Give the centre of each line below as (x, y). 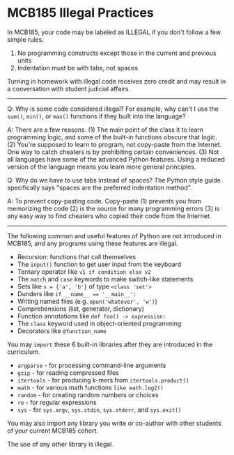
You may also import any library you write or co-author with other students (114, 423)
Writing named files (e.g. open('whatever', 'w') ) (87, 301)
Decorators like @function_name (62, 331)
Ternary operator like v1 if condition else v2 (84, 271)
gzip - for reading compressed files (68, 372)
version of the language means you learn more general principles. (102, 167)
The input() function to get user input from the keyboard (99, 264)
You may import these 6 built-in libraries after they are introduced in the (110, 344)
